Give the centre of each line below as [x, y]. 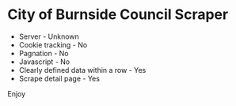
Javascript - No [44, 62]
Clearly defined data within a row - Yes [82, 70]
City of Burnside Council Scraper [118, 15]
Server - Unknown [49, 36]
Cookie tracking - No [53, 44]
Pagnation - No [44, 53]
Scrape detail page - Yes [59, 78]
